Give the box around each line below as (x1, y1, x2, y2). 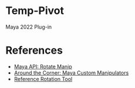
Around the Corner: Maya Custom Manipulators (14, 69, 129, 76)
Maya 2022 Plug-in (5, 23, 52, 30)
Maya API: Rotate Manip (14, 63, 73, 70)
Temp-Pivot (5, 4, 64, 17)
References (5, 44, 63, 57)
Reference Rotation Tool (14, 75, 73, 82)
